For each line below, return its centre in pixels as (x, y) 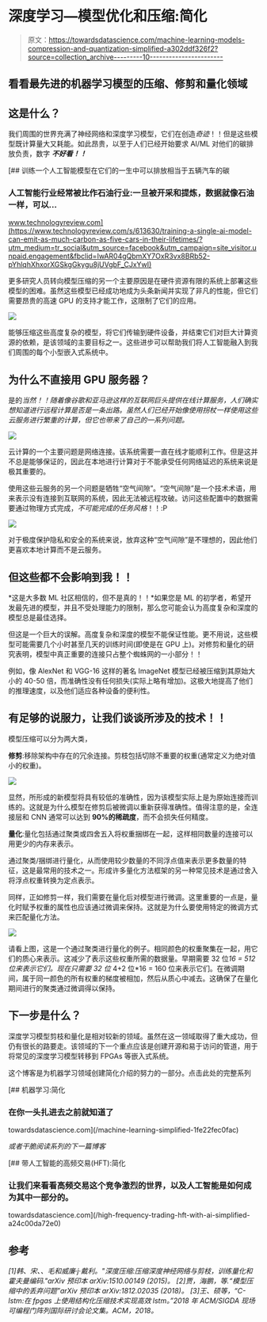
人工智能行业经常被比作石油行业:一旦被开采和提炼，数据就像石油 (132, 193)
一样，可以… (33, 205)
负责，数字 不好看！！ (51, 154)
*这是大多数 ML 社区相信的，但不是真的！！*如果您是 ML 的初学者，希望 (126, 598)
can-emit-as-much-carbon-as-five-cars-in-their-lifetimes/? (106, 239)
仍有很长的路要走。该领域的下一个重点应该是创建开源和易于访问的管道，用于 (133, 1046)
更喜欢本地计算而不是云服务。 (57, 550)
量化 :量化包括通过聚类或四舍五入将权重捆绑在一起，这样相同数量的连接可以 (131, 833)
